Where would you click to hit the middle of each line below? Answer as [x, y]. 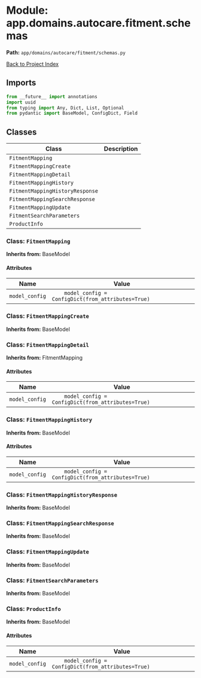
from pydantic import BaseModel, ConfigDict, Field [72, 113]
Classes [22, 132]
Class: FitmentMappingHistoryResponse [62, 494]
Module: [27, 10]
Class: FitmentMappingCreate [48, 316]
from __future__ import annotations [52, 96]
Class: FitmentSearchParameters [52, 580]
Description [121, 149]
